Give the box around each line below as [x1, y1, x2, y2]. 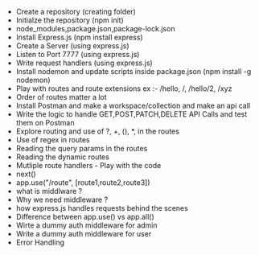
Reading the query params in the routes [15, 144, 148, 153]
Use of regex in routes [15, 135, 90, 144]
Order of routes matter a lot [15, 93, 107, 101]
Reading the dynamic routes [15, 152, 110, 162]
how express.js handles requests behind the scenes [15, 204, 189, 212]
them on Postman [15, 118, 75, 127]
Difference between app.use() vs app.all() [15, 212, 154, 221]
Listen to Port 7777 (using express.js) [15, 50, 140, 59]
